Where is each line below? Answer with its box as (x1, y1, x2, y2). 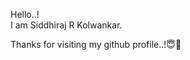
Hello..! (10, 9, 40, 20)
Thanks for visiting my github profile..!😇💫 (10, 39, 182, 50)
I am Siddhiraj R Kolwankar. (10, 19, 123, 31)
